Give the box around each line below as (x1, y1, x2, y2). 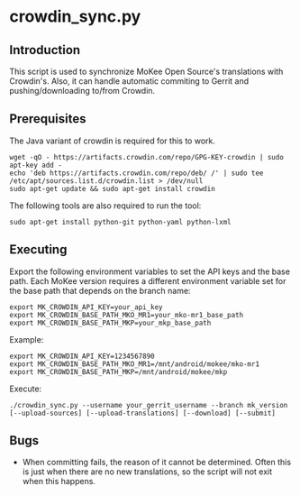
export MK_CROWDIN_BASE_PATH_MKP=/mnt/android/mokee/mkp (9, 367, 228, 376)
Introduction (9, 42, 81, 58)
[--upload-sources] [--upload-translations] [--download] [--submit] (9, 408, 277, 417)
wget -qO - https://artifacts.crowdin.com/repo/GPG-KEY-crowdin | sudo (9, 152, 284, 161)
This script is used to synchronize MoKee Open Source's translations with (9, 66, 284, 77)
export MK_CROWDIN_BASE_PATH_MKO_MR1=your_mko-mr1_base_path (9, 310, 244, 319)
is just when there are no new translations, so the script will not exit (22, 466, 273, 477)
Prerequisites (9, 111, 86, 127)
